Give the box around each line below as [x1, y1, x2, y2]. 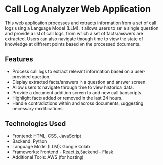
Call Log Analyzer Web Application [5, 3, 151, 15]
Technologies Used [5, 120, 66, 128]
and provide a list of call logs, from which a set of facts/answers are [5, 30, 143, 36]
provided [12, 73, 31, 80]
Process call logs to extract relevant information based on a [12, 68, 134, 74]
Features [5, 55, 33, 64]
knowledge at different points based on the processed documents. [5, 41, 141, 47]
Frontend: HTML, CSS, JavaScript [12, 133, 81, 139]
